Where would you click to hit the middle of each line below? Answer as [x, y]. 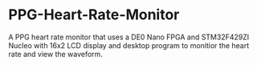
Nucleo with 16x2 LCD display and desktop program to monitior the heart [129, 45]
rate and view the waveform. [55, 54]
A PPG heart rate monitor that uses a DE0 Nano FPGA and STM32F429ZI [129, 37]
